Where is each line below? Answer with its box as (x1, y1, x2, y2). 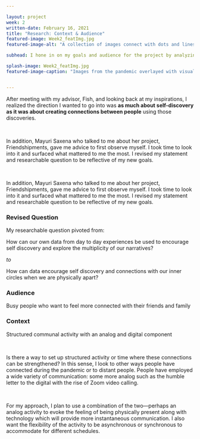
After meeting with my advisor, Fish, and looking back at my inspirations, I (6, 95, 187, 102)
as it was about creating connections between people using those (6, 108, 171, 115)
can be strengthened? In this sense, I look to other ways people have (6, 360, 176, 367)
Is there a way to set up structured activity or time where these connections (6, 353, 192, 360)
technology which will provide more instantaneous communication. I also (6, 415, 185, 422)
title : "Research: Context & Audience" (6, 30, 105, 36)
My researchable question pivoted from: (6, 227, 105, 234)
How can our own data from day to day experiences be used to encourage (6, 238, 189, 245)
